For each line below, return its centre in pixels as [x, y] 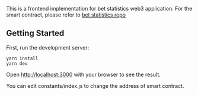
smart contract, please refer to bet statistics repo [66, 15]
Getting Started [35, 33]
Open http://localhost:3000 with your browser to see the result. [84, 74]
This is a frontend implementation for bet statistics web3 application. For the [99, 9]
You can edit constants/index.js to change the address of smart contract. [95, 86]
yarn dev [17, 63]
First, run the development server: [48, 47]
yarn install [22, 58]
